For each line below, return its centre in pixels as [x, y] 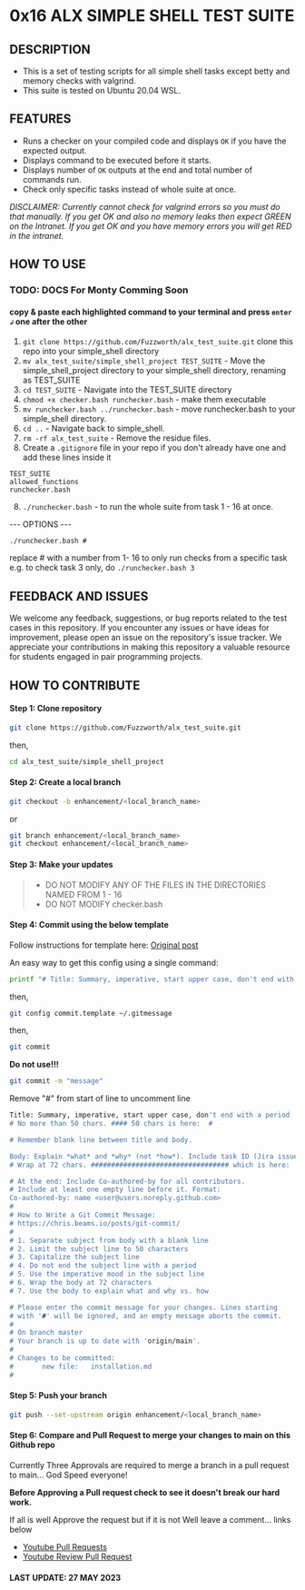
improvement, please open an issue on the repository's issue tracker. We [146, 638]
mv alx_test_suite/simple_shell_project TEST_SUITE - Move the [144, 361]
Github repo [33, 1445]
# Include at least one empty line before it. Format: [115, 1190]
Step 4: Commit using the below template [89, 925]
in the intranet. [37, 235]
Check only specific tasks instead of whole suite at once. [129, 189]
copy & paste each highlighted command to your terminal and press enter [151, 312]
